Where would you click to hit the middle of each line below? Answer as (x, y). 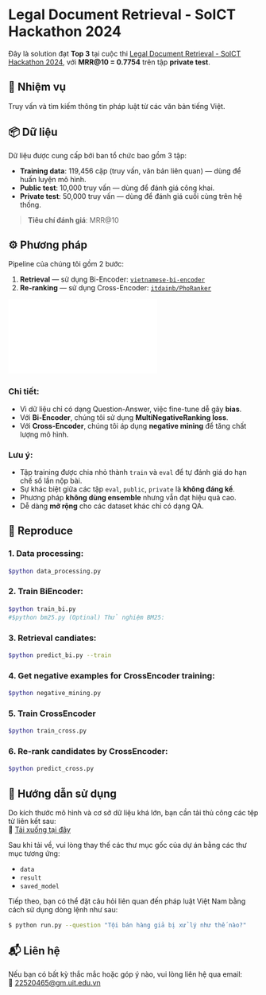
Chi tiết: (24, 391)
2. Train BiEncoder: (46, 592)
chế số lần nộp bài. (51, 480)
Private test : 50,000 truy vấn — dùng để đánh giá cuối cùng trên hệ (131, 196)
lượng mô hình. (44, 434)
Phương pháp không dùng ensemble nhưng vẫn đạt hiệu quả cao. (128, 497)
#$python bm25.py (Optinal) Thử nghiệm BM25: (87, 617)
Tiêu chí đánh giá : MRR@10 (73, 220)
